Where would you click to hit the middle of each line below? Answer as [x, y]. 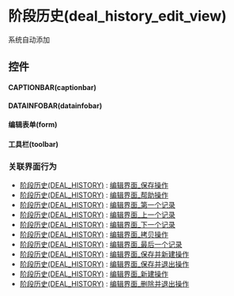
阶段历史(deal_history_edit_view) [117, 16]
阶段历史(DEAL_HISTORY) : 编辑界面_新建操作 [94, 274]
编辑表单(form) [33, 125]
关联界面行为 [33, 167]
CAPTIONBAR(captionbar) [52, 87]
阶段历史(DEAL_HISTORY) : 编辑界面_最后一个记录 [101, 244]
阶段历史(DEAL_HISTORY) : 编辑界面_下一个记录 [97, 225]
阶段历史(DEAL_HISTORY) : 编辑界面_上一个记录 [97, 215]
